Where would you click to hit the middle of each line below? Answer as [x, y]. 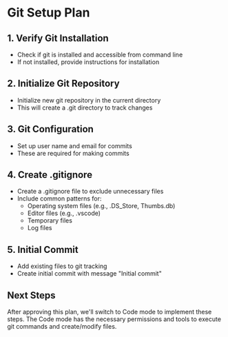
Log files [40, 228]
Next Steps [31, 295]
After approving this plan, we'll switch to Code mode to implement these [110, 312]
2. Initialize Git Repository [63, 84]
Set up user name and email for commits [74, 145]
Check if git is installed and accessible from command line [100, 54]
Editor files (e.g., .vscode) [64, 213]
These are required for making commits [73, 153]
